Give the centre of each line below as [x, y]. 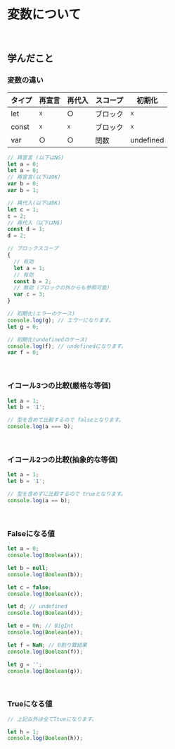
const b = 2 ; [33, 281]
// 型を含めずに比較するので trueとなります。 [67, 494]
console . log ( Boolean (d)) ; [45, 613]
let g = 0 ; [23, 327]
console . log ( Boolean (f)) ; [45, 652]
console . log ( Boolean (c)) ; [45, 594]
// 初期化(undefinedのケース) [47, 339]
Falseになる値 [31, 533]
